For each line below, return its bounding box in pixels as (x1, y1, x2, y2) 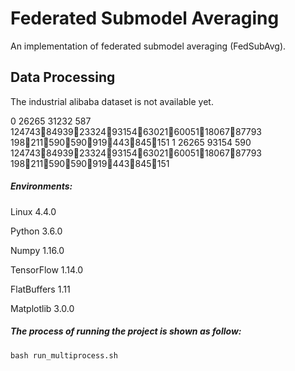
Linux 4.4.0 (10, 205, 57, 217)
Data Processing (10, 69, 116, 86)
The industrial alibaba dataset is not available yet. (10, 95, 214, 107)
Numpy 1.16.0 (10, 244, 65, 256)
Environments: (10, 180, 73, 192)
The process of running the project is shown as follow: (10, 325, 242, 337)
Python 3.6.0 (10, 225, 63, 237)
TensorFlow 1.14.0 (10, 263, 84, 276)
